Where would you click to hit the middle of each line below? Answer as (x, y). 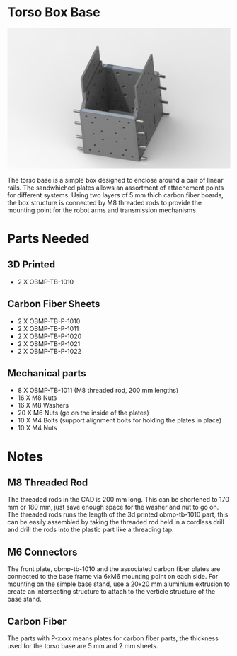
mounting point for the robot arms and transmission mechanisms (102, 210)
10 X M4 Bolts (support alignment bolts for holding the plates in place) (120, 420)
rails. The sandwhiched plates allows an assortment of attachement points (116, 188)
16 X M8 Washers (43, 405)
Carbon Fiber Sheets (54, 304)
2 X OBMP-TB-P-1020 (50, 336)
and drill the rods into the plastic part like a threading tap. (91, 530)
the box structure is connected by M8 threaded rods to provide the (105, 202)
